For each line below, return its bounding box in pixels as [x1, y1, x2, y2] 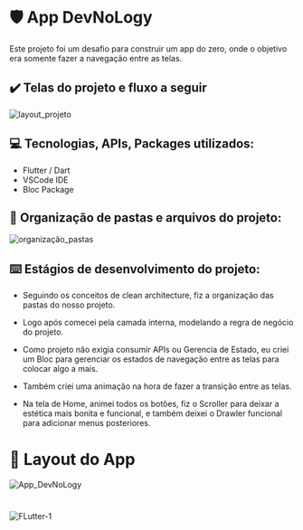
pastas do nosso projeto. [22, 299, 116, 310]
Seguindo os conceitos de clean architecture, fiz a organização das [22, 290, 274, 301]
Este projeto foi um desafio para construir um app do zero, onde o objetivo [9, 43, 288, 54]
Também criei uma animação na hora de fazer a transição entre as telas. [22, 381, 292, 392]
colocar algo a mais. [22, 364, 99, 374]
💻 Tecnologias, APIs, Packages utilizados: [9, 137, 255, 152]
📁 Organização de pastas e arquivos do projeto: [9, 210, 282, 225]
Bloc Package [22, 184, 74, 194]
